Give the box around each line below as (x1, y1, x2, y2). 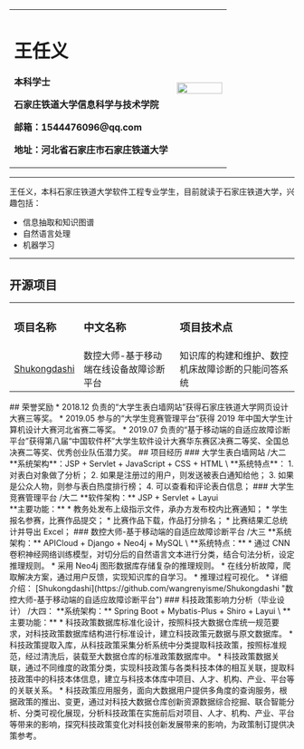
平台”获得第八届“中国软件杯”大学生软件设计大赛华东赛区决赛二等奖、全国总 (9, 435, 290, 446)
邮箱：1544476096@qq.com (14, 122, 142, 134)
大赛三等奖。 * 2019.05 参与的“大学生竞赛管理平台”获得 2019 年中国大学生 (9, 413, 285, 423)
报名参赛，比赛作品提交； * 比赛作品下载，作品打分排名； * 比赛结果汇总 (9, 514, 280, 525)
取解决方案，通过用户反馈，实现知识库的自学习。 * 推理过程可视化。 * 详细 (9, 571, 288, 582)
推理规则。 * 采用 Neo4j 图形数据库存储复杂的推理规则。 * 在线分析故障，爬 (9, 559, 291, 570)
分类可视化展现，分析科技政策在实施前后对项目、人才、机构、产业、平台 (24, 707, 295, 718)
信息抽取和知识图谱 (22, 217, 95, 228)
